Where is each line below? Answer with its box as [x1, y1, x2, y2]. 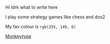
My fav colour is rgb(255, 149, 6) [5, 23, 76, 29]
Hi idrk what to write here [5, 4, 58, 10]
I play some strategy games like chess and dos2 [5, 14, 105, 19]
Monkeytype [5, 33, 32, 39]
